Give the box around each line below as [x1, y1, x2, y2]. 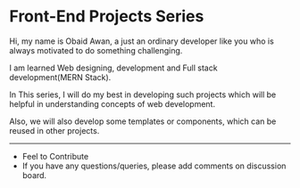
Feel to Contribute [21, 151, 89, 161]
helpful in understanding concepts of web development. [9, 98, 216, 109]
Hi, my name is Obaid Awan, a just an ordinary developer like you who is [9, 36, 274, 46]
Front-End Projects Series [9, 6, 204, 27]
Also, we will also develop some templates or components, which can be [9, 116, 277, 127]
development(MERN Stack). [9, 71, 112, 82]
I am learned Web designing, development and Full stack [9, 62, 218, 73]
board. [21, 169, 47, 180]
